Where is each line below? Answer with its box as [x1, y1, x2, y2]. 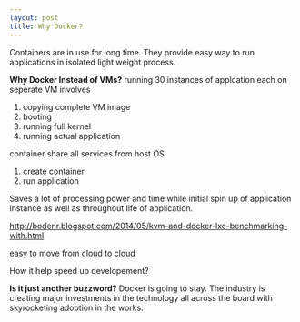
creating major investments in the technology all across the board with [9, 292, 273, 303]
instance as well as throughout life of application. [9, 202, 194, 214]
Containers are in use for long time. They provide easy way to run [9, 46, 255, 57]
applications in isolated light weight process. [9, 56, 176, 67]
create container [22, 166, 85, 176]
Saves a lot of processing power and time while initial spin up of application [9, 193, 292, 204]
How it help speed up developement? [9, 265, 149, 276]
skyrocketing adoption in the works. [9, 302, 144, 313]
